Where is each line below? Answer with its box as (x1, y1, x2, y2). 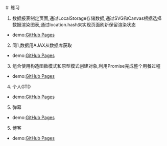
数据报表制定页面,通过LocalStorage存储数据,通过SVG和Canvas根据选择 (12, 15, 162, 21)
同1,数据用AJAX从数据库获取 (12, 42, 73, 48)
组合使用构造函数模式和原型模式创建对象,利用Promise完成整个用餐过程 (12, 63, 161, 69)
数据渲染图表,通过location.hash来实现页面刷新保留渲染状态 (12, 22, 136, 27)
